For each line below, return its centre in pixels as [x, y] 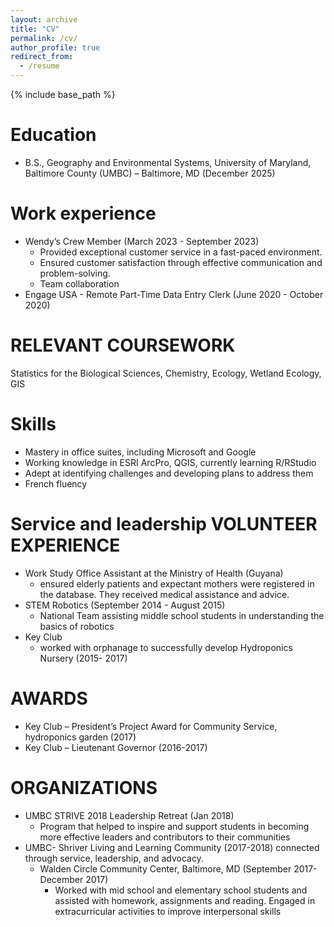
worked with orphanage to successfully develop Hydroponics [166, 647]
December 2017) [74, 879]
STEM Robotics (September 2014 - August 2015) [125, 605]
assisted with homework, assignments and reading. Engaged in [185, 900]
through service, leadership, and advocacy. [114, 858]
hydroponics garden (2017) [80, 737]
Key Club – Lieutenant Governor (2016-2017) [116, 747]
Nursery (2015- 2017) [83, 658]
